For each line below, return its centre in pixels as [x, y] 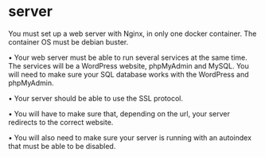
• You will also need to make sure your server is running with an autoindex [130, 137]
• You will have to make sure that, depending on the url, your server [119, 113]
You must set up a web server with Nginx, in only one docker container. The [132, 33]
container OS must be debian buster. [68, 41]
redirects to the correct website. [61, 122]
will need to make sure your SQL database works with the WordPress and [129, 74]
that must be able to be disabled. [62, 146]
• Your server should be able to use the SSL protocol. [95, 98]
